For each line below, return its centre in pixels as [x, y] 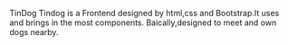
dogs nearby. [34, 32]
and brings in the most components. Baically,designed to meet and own [143, 23]
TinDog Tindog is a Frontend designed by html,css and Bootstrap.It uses [144, 13]
